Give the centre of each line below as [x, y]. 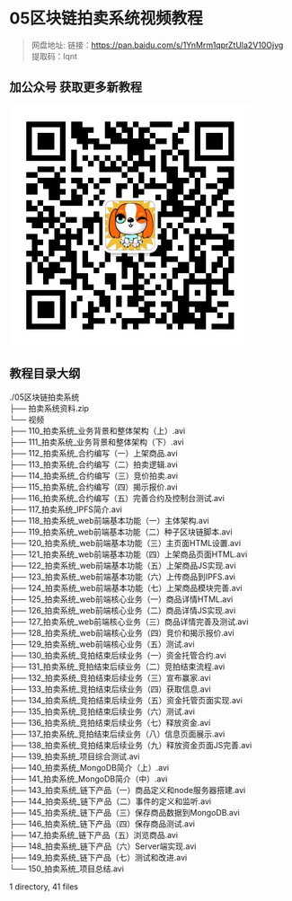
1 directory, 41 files [44, 887]
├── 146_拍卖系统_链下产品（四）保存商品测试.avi [102, 824]
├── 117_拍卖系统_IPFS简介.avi [66, 509]
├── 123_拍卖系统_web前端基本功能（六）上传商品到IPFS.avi [123, 577]
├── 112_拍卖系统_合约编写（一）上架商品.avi [93, 453]
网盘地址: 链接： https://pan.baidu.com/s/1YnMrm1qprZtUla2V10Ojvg [157, 45]
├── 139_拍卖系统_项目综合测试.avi [75, 756]
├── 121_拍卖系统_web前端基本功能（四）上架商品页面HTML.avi [128, 554]
